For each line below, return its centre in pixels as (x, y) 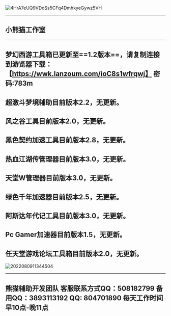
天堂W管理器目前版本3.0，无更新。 (61, 178)
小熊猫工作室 (25, 30)
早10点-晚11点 (27, 308)
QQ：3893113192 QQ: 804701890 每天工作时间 (88, 298)
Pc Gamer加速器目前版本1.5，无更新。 (66, 235)
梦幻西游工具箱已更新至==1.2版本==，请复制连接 (83, 55)
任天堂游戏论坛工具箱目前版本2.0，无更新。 (74, 254)
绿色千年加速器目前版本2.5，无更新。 (64, 197)
